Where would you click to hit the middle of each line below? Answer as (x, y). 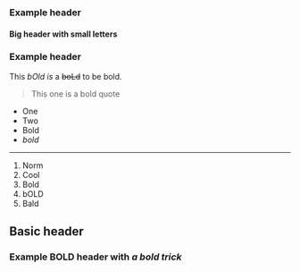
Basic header (47, 231)
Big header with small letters (63, 34)
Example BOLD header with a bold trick (96, 257)
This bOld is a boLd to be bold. (66, 76)
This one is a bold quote (75, 93)
